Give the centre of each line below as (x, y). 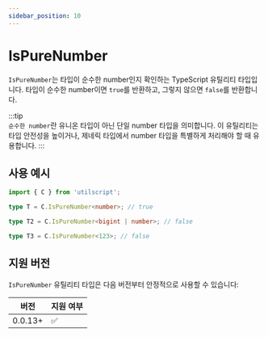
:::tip (16, 116)
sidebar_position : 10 (45, 16)
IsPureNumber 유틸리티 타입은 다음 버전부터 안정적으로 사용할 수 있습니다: (124, 284)
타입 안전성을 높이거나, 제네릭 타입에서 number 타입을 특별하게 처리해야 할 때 (130, 135)
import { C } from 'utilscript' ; (65, 192)
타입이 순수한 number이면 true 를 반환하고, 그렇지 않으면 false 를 (128, 89)
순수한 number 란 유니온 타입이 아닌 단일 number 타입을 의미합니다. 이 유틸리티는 (134, 125)
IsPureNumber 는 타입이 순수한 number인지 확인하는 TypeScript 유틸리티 (122, 79)
